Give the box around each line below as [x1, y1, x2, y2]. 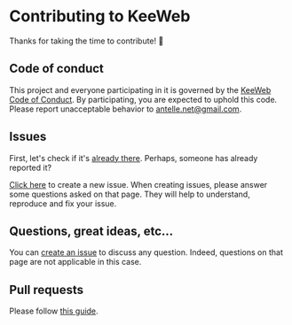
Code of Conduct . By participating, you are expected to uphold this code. [9, 94, 278, 104]
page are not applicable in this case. [9, 257, 142, 267]
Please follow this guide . [9, 306, 99, 316]
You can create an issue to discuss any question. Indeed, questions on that [9, 247, 284, 258]
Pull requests [9, 282, 84, 298]
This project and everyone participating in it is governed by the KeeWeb [9, 84, 272, 95]
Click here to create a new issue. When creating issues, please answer [9, 179, 268, 190]
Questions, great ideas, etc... [9, 223, 174, 238]
